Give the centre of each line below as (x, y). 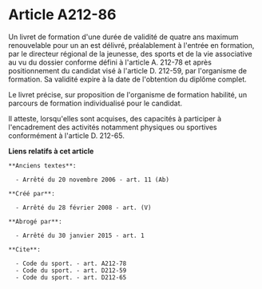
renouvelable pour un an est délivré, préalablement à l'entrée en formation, (131, 45)
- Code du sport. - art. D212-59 (71, 270)
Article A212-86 (62, 15)
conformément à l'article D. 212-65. (67, 135)
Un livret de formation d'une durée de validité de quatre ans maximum (123, 37)
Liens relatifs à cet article (51, 151)
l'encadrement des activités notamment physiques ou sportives (113, 127)
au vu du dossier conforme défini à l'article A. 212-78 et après (110, 62)
